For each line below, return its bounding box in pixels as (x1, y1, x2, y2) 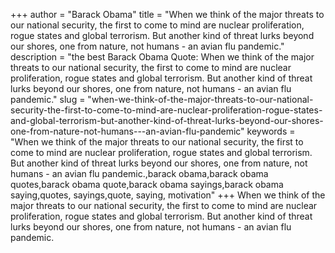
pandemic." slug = (10, 94, 86, 105)
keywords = (246, 125, 296, 137)
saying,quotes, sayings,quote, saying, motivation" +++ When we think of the (10, 189, 326, 201)
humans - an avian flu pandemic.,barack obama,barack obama (10, 168, 269, 179)
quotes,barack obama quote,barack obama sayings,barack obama (10, 179, 284, 190)
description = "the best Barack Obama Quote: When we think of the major (10, 51, 315, 63)
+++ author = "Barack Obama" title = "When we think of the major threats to (10, 9, 325, 20)
